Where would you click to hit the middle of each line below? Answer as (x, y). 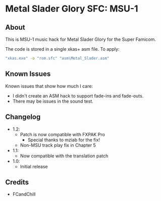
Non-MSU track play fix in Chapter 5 (58, 145)
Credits (17, 182)
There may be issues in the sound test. (53, 101)
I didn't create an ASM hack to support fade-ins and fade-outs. (78, 95)
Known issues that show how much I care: (49, 86)
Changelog (23, 117)
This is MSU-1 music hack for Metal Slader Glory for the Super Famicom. (81, 39)
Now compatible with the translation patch (64, 156)
